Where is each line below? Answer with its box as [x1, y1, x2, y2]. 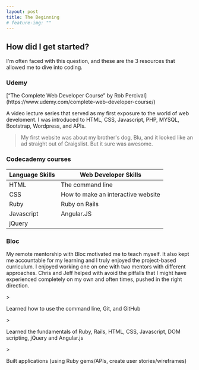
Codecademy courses [6, 155, 71, 163]
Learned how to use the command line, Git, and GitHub [6, 305, 141, 312]
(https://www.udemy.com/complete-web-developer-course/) [6, 99, 156, 106]
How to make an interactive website [61, 190, 160, 198]
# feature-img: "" [6, 20, 52, 26]
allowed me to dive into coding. [6, 64, 83, 71]
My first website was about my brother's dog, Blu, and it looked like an [20, 134, 193, 141]
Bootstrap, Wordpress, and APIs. [6, 122, 86, 129]
